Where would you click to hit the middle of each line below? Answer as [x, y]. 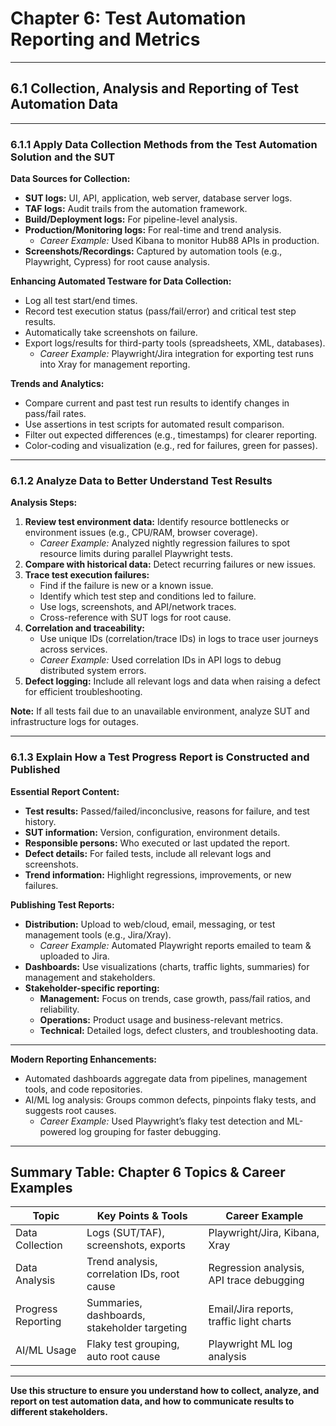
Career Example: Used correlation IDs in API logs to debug [160, 660]
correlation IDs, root [133, 1274]
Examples [41, 1188]
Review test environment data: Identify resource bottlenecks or [157, 522]
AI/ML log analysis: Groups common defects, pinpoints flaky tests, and [170, 1099]
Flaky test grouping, [133, 1344]
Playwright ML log [250, 1344]
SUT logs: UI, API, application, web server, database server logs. [158, 198]
